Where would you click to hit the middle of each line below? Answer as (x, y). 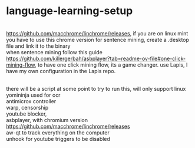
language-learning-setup (70, 11)
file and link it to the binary (38, 46)
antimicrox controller (31, 101)
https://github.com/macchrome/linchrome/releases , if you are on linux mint (97, 33)
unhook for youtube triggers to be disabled (58, 139)
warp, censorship (27, 107)
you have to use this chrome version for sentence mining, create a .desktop (98, 40)
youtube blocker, (27, 114)
